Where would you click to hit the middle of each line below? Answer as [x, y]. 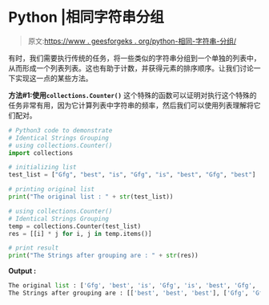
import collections [41, 153]
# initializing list [43, 167]
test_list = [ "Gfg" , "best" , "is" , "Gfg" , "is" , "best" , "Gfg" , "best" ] [132, 175]
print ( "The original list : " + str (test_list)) [91, 197]
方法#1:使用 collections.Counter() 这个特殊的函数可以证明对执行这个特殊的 [133, 95]
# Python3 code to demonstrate [60, 130]
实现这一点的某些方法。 [54, 78]
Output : [22, 271]
